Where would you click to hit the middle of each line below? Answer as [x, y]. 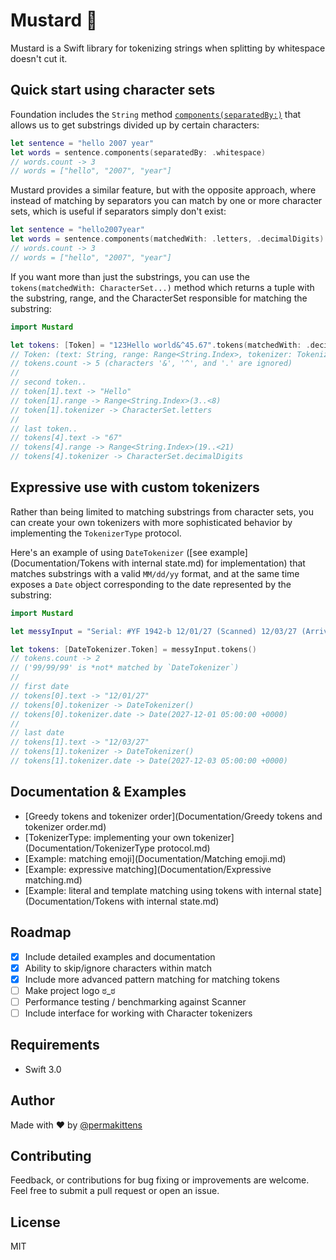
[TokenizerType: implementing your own [107, 837]
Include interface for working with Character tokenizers [138, 1013]
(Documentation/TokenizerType [90, 848]
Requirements [55, 1045]
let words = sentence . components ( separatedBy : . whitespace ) [138, 152]
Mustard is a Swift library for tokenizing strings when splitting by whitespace [168, 48]
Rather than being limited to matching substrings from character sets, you [162, 511]
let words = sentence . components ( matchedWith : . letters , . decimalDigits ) [167, 239]
